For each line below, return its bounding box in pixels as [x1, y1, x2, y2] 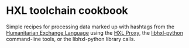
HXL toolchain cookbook [6, 4, 129, 17]
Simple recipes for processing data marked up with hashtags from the [6, 23, 174, 30]
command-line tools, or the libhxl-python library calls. [6, 35, 136, 42]
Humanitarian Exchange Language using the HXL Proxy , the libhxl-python [6, 29, 183, 36]
